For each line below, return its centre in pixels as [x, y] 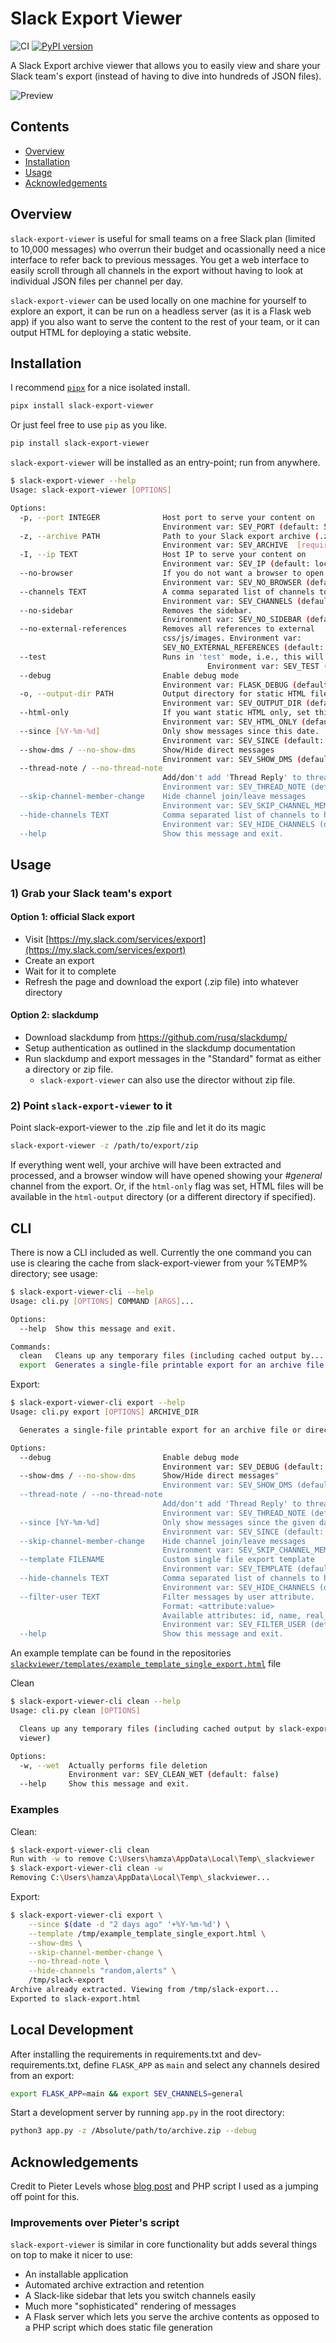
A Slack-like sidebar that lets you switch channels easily [140, 2296]
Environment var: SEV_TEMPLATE [227, 1569]
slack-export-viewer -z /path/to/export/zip [104, 1146]
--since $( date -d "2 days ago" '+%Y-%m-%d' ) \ [129, 1924]
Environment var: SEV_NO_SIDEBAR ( [236, 620]
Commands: [31, 1347]
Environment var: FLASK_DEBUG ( [230, 685]
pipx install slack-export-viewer [82, 406]
